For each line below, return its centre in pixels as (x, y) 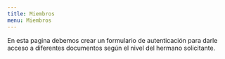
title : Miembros (31, 14)
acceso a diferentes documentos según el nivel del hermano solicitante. (111, 48)
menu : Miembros (30, 20)
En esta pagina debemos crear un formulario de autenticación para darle (112, 40)
